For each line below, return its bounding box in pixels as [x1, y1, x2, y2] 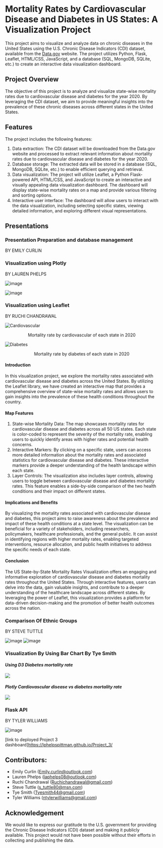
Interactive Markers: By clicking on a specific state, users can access [12, 447, 151, 453]
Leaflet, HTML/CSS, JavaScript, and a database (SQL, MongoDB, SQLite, [5, 56, 152, 62]
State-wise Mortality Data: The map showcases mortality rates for [12, 421, 145, 427]
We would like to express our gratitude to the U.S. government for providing [5, 822, 157, 828]
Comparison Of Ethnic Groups [5, 617, 77, 624]
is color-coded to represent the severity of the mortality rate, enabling [12, 431, 152, 437]
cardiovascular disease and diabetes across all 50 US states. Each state [12, 426, 157, 432]
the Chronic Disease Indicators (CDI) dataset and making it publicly [5, 827, 140, 833]
